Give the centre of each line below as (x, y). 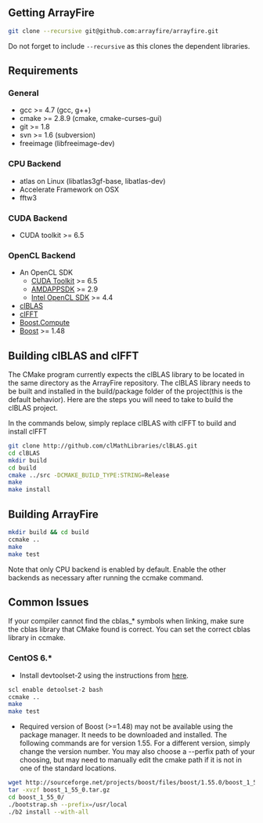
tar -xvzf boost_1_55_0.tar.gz (59, 790)
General (23, 93)
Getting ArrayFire (52, 13)
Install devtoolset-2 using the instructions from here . (104, 675)
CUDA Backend (38, 218)
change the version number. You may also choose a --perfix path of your (137, 752)
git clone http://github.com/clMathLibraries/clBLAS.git (103, 446)
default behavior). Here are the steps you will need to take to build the (121, 400)
